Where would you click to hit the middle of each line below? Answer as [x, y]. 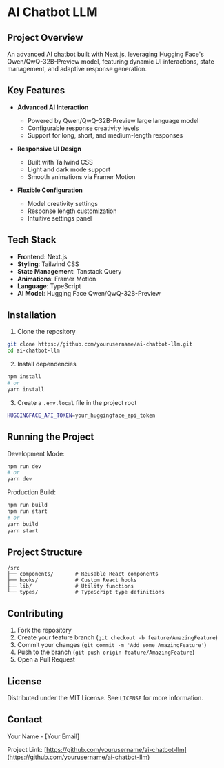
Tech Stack [32, 240]
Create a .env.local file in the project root [77, 402]
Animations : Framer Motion [57, 279]
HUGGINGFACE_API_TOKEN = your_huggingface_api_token [81, 415]
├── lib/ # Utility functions [71, 586]
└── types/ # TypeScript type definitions [86, 592]
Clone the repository [46, 332]
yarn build [23, 524]
